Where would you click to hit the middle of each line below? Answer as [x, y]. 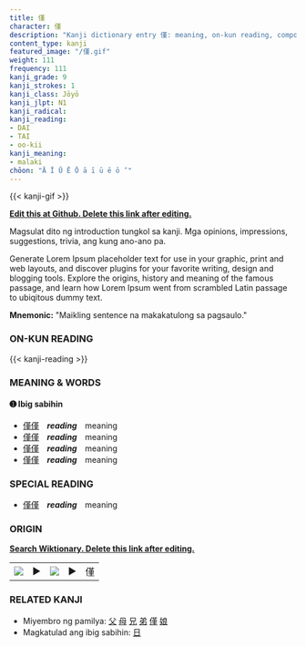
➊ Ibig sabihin [36, 404]
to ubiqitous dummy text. [56, 298]
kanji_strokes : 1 [42, 86]
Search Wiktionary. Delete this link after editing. [102, 549]
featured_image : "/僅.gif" [60, 52]
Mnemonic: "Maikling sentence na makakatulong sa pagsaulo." [128, 315]
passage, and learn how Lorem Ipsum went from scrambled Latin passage [148, 288]
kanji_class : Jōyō [44, 94]
